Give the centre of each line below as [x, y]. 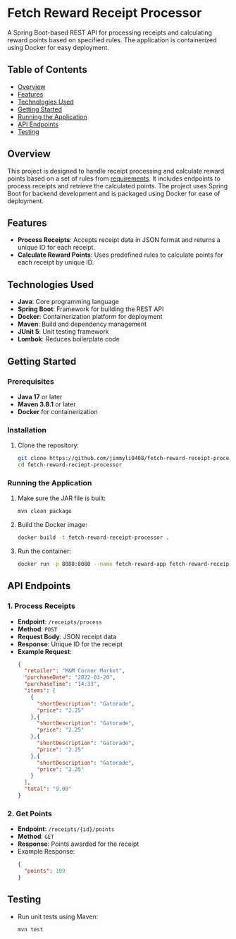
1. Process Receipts [41, 606]
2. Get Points [30, 813]
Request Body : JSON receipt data [67, 636]
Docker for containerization [57, 411]
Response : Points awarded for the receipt [78, 844]
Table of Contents [48, 69]
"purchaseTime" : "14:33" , [62, 684]
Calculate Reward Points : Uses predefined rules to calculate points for [120, 255]
